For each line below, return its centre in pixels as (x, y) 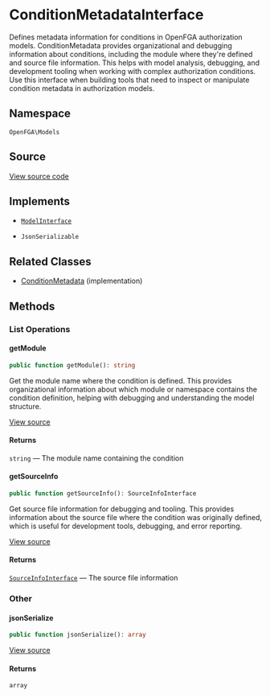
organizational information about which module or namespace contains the (133, 389)
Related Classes (50, 262)
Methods (32, 306)
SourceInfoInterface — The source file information (94, 578)
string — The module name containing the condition (96, 458)
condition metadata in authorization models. (82, 88)
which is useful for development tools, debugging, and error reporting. (126, 526)
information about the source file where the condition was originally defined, (136, 517)
